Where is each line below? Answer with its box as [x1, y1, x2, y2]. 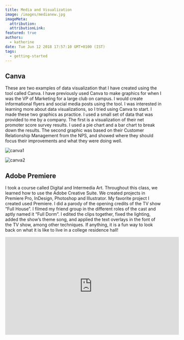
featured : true [5, 30, 37, 35]
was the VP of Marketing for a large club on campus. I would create [5, 95, 143, 102]
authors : [5, 35, 23, 40]
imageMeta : [5, 16, 28, 21]
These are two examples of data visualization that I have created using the [5, 85, 157, 91]
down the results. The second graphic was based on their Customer [5, 127, 144, 133]
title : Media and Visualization [5, 7, 72, 12]
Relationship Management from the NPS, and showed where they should [5, 133, 154, 139]
